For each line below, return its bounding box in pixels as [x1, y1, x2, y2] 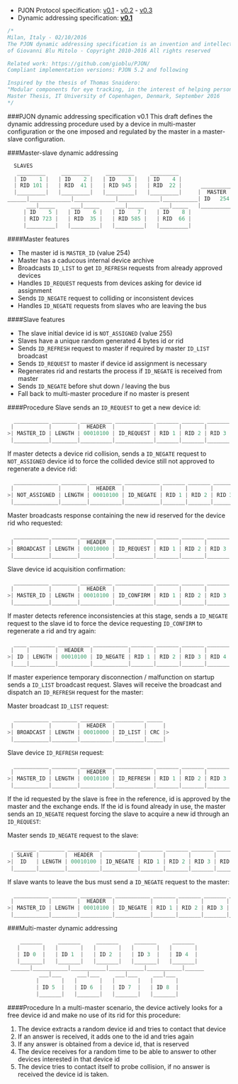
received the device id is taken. [17, 1070, 109, 1078]
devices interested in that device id [17, 1055, 120, 1063]
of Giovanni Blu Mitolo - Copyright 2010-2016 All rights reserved [7, 47, 211, 54]
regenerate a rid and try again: [7, 626, 96, 635]
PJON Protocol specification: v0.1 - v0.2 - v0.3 [17, 6, 153, 14]
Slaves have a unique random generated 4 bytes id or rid [17, 336, 184, 345]
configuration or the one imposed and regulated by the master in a [7, 127, 201, 136]
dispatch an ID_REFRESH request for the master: [7, 688, 144, 696]
